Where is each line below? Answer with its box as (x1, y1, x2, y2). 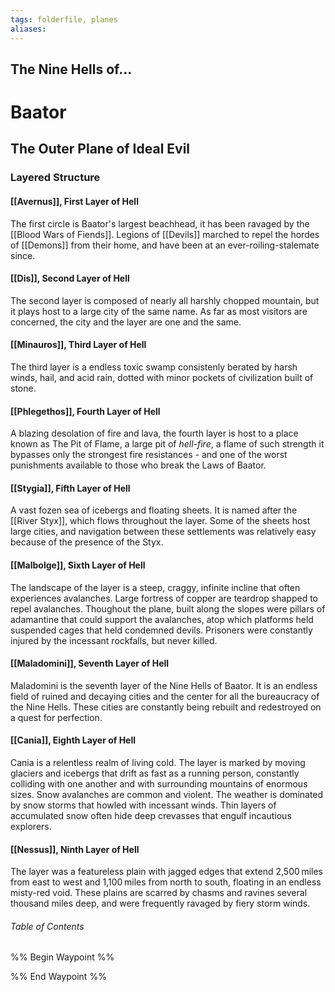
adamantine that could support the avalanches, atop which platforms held (10, 613, 314, 625)
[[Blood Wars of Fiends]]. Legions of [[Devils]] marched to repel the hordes (10, 228, 320, 240)
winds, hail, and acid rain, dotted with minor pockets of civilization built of (10, 372, 314, 383)
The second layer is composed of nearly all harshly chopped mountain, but (10, 294, 320, 306)
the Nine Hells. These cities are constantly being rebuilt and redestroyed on (10, 701, 322, 713)
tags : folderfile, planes (10, 14, 118, 25)
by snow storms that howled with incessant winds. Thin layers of (10, 799, 277, 811)
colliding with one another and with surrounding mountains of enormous (10, 778, 308, 790)
